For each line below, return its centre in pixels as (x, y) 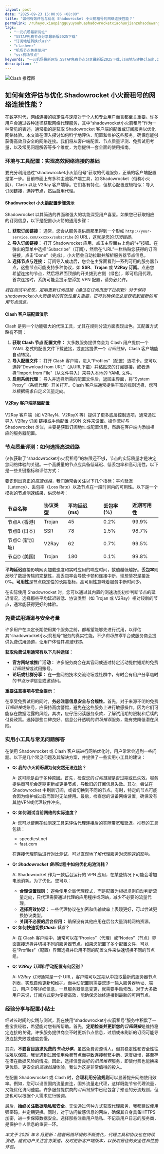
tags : (10, 28)
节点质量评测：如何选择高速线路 (43, 447)
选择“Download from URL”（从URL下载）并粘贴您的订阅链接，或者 (79, 367)
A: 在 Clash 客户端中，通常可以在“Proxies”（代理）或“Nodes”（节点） (82, 938)
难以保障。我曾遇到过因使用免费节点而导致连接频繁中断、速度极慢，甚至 (82, 1055)
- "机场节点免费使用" (28, 50)
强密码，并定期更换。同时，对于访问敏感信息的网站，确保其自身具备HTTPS (80, 1112)
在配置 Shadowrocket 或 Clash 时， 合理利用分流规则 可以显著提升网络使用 (79, 1078)
